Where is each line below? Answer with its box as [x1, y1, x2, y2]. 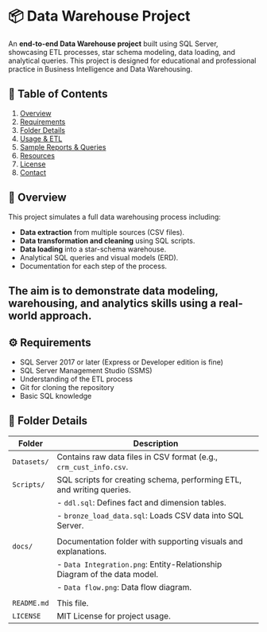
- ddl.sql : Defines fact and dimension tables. [56, 497, 226, 508]
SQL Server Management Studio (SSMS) [19, 365, 153, 375]
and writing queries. [56, 484, 131, 495]
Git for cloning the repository [19, 382, 114, 392]
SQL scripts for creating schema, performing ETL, [56, 474, 242, 485]
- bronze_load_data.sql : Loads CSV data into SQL [56, 509, 244, 521]
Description [133, 438, 179, 449]
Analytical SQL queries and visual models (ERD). [19, 252, 179, 262]
